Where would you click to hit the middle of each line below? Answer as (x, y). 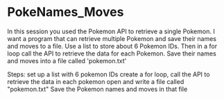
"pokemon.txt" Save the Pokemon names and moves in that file (97, 89)
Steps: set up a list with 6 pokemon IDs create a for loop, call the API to (109, 74)
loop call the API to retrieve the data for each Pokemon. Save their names (112, 53)
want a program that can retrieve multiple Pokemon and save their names (112, 38)
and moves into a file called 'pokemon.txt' (67, 60)
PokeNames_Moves (66, 12)
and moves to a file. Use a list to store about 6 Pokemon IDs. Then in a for (112, 46)
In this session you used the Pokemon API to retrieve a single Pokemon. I (111, 31)
